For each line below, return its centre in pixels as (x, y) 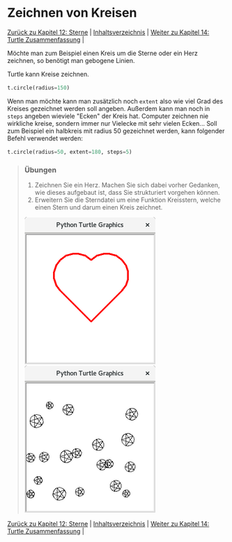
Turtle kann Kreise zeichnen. (48, 74)
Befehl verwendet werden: (45, 138)
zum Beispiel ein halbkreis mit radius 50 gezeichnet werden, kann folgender (116, 131)
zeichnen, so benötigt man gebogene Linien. (71, 60)
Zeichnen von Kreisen (72, 13)
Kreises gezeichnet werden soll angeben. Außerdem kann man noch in (109, 108)
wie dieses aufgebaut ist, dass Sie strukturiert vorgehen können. (127, 192)
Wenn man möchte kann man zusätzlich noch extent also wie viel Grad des (115, 101)
